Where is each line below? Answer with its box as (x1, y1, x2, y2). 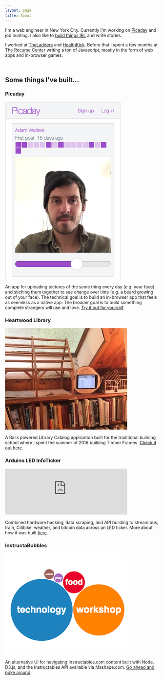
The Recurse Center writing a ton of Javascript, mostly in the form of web (5, 47, 153, 53)
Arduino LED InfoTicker (5, 457, 61, 464)
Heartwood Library (5, 317, 51, 324)
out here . (5, 445, 23, 451)
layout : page (5, 8, 32, 13)
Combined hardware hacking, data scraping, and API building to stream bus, (5, 519, 159, 525)
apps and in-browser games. (5, 52, 63, 58)
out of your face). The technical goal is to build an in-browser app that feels (5, 294, 157, 300)
